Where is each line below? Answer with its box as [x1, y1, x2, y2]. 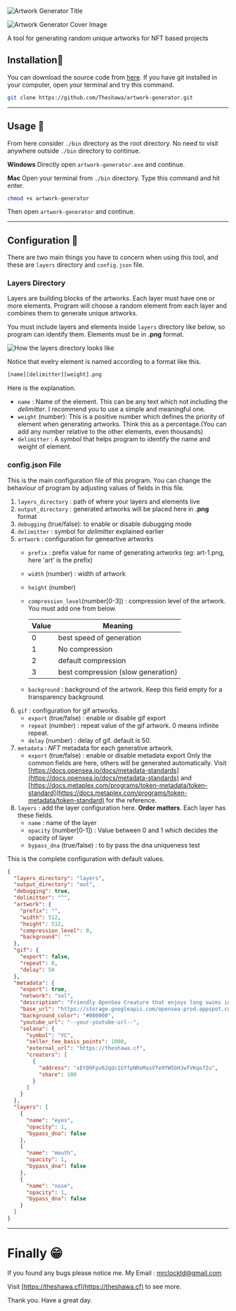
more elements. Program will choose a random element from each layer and [7, 301, 227, 310]
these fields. [17, 810, 54, 820]
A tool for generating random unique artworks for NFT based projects [7, 34, 209, 42]
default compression [58, 655, 126, 665]
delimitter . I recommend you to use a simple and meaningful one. [17, 405, 206, 413]
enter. [7, 181, 25, 189]
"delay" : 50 [20, 966, 55, 973]
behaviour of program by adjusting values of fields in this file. [7, 483, 185, 492]
